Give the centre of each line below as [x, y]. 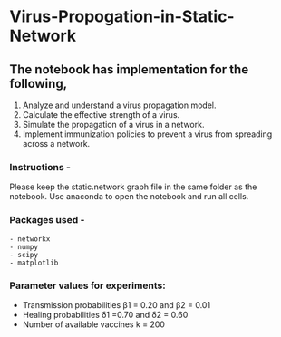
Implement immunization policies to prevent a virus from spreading [147, 134]
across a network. [56, 144]
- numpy [24, 246]
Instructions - [40, 167]
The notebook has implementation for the [129, 69]
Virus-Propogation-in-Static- [122, 17]
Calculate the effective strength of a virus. [101, 115]
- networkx [30, 239]
